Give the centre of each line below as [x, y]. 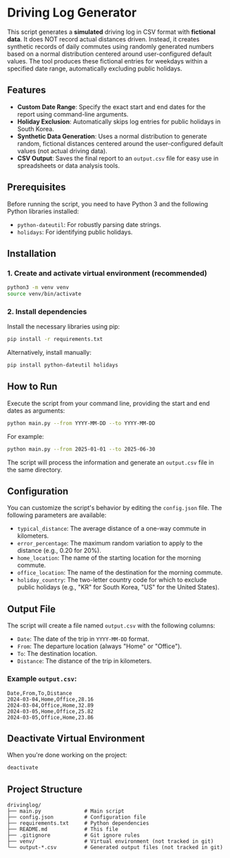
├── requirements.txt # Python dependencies [78, 823]
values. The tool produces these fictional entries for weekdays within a [107, 61]
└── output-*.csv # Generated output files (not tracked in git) [115, 848]
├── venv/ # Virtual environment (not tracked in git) [111, 841]
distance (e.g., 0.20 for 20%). [59, 551]
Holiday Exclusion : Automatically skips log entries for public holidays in [119, 121]
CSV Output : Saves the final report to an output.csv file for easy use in [118, 158]
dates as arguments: [36, 410]
